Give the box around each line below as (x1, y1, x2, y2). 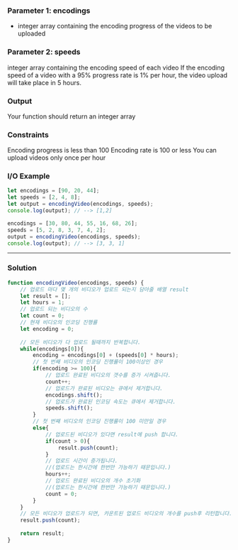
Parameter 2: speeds (7, 47, 81, 57)
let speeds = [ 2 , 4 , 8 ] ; (7, 194, 81, 201)
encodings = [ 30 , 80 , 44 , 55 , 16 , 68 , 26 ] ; (7, 219, 138, 227)
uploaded (17, 29, 46, 38)
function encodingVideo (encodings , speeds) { (7, 279, 144, 286)
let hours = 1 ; (20, 299, 65, 307)
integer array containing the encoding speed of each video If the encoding (7, 63, 225, 72)
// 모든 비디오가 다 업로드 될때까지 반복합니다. (20, 339, 141, 346)
